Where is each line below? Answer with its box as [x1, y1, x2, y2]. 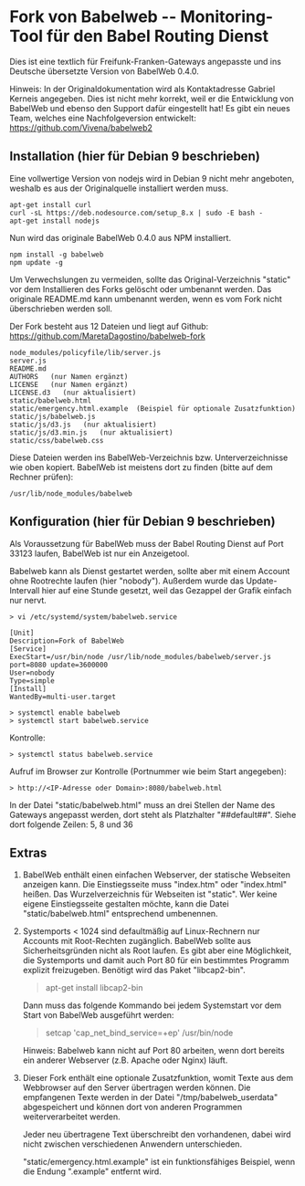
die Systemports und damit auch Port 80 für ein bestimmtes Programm [22, 955, 289, 966]
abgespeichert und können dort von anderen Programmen [22, 1102, 243, 1113]
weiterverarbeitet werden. [22, 1111, 121, 1122]
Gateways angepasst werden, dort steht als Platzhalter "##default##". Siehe [9, 809, 297, 820]
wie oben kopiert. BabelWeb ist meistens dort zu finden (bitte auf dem [9, 461, 273, 472]
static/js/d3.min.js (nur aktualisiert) [9, 427, 174, 437]
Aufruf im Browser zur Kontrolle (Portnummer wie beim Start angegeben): [9, 765, 287, 777]
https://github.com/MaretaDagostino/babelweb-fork [9, 331, 205, 341]
